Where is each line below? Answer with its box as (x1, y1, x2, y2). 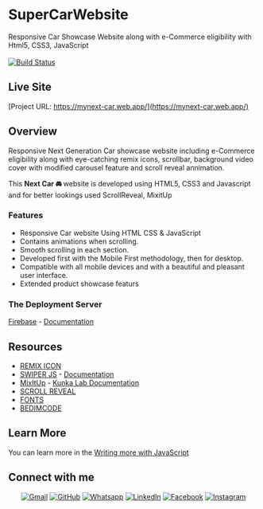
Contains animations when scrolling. (19, 237, 139, 246)
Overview (8, 125, 58, 139)
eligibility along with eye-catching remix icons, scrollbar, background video (8, 154, 254, 164)
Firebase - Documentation (8, 317, 94, 327)
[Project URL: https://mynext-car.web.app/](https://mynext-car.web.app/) (8, 101, 249, 111)
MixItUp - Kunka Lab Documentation (19, 378, 140, 387)
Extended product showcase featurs (19, 279, 139, 288)
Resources (8, 340, 63, 354)
